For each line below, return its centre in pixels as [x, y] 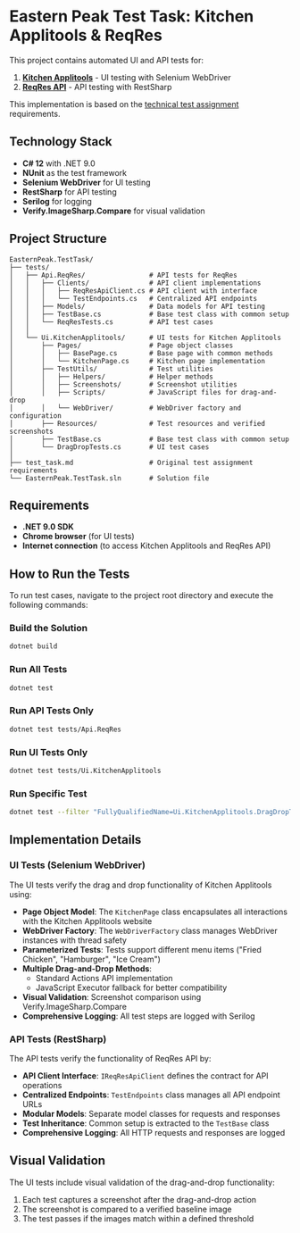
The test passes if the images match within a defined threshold [138, 1218]
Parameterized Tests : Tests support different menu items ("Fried [142, 949]
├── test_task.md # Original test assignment [131, 462]
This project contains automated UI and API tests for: [106, 60]
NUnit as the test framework [75, 172]
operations [42, 1086]
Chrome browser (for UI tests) [79, 537]
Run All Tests [38, 670]
